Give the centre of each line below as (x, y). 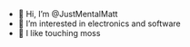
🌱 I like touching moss (59, 33)
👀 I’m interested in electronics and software (99, 23)
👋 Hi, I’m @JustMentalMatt (68, 14)
